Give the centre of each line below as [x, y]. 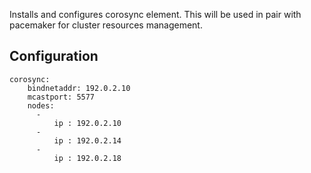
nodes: [41, 105]
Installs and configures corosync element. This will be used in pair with [155, 14]
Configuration [54, 56]
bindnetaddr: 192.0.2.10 [79, 88]
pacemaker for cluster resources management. [106, 25]
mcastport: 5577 [61, 97]
